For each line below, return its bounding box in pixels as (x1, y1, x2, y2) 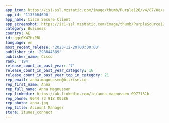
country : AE (5, 31, 30, 36)
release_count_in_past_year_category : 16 (5, 68, 94, 73)
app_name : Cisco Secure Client (5, 17, 71, 22)
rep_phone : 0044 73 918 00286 (5, 96, 69, 101)
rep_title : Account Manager (5, 105, 64, 110)
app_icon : (5, 7, 26, 13)
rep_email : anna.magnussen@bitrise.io (5, 77, 87, 82)
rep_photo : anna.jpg (5, 101, 49, 106)
